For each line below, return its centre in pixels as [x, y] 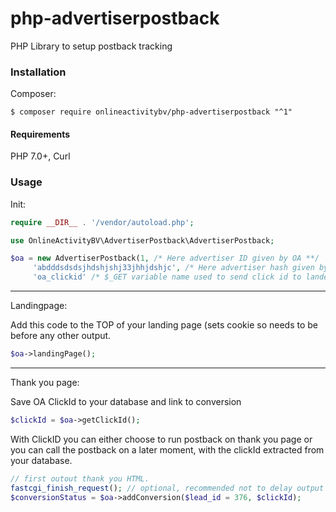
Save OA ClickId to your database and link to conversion [126, 401]
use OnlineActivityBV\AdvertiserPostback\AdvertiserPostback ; [142, 240]
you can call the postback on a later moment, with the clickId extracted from [167, 449]
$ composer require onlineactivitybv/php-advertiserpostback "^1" [151, 112]
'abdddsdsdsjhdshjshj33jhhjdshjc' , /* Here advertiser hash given [173, 268]
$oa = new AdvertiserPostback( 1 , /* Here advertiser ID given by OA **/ [165, 258]
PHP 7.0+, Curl [40, 156]
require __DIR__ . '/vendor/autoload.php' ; [102, 222]
